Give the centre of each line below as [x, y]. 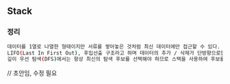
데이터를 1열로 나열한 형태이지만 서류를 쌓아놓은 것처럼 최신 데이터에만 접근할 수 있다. [114, 46]
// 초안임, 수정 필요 [32, 73]
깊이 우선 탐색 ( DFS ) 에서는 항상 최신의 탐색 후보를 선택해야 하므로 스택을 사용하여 [107, 59]
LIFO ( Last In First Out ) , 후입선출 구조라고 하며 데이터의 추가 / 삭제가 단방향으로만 [116, 53]
